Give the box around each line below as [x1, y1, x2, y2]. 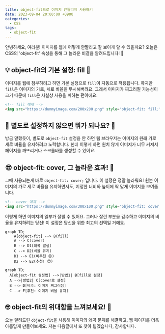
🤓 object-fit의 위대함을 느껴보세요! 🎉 [5, 303, 112, 311]
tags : [5, 26, 16, 30]
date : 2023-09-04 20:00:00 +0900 [5, 12, 74, 17]
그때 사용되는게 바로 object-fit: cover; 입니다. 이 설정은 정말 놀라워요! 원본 [5, 177, 153, 183]
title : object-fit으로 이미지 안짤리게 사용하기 [5, 7, 93, 12]
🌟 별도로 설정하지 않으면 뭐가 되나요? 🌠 [5, 121, 115, 130]
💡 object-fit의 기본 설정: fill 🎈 [5, 66, 91, 74]
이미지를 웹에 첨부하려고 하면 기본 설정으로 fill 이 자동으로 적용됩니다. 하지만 [5, 80, 153, 86]
